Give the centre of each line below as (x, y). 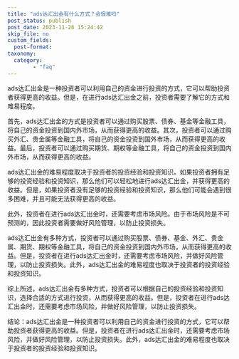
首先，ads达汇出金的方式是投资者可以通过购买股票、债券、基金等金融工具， (118, 121)
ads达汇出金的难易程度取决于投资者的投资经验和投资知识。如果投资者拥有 (116, 172)
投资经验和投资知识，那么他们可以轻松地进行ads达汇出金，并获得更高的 (124, 181)
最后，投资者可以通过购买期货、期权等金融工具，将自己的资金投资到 (119, 147)
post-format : (33, 47)
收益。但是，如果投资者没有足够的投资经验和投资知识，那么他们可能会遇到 (116, 189)
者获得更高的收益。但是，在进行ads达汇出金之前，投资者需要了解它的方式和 (118, 97)
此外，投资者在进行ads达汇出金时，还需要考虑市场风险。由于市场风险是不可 (118, 214)
